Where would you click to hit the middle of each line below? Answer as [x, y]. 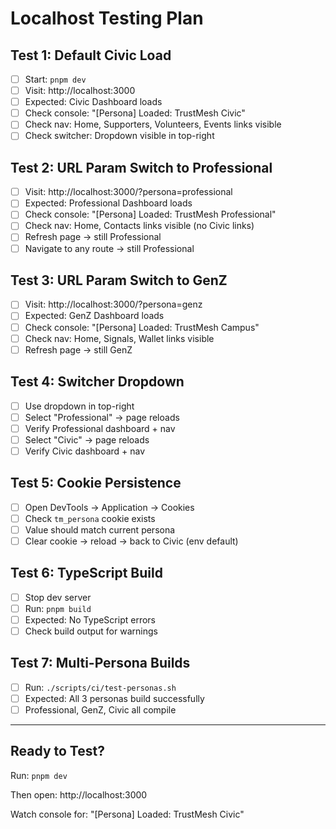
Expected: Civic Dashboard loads [93, 102]
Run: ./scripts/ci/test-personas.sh [100, 687]
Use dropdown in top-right [79, 406]
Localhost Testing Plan [107, 18]
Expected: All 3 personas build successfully [114, 698]
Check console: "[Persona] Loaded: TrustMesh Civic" [135, 113]
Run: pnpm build [58, 608]
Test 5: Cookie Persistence [96, 483]
